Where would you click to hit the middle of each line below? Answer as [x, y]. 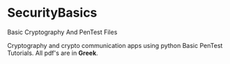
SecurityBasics [52, 13]
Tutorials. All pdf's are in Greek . [53, 53]
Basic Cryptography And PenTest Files [62, 32]
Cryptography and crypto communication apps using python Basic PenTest [115, 45]
